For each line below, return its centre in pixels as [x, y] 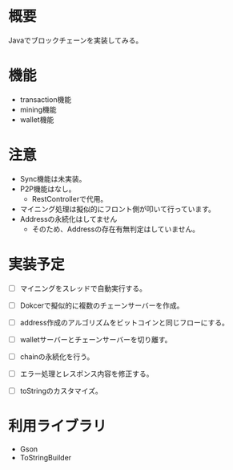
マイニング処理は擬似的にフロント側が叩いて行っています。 [118, 209]
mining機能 [38, 109]
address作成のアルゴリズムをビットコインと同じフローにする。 [125, 322]
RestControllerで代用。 [70, 198]
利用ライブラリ [58, 426]
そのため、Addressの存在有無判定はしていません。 [116, 229]
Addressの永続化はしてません [68, 219]
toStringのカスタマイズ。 [61, 391]
